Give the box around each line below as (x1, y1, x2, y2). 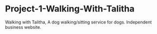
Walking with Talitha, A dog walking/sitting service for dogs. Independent (5, 19, 152, 25)
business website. (5, 24, 41, 30)
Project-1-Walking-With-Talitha (5, 3, 135, 14)
